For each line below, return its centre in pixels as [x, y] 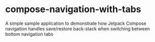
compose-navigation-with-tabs [73, 9]
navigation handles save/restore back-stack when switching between [78, 28]
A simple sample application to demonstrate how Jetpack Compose [76, 23]
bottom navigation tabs [29, 34]
